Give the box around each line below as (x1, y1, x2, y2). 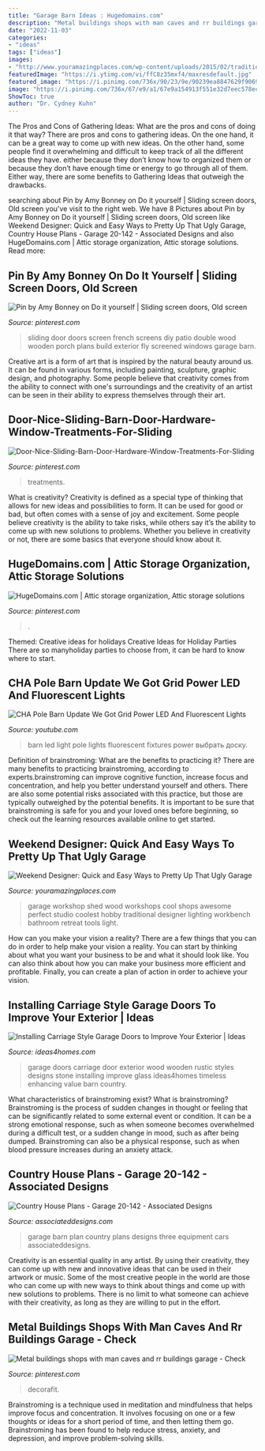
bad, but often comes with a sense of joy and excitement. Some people (8, 509, 240, 519)
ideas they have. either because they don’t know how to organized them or (8, 155, 252, 164)
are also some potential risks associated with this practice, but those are (8, 789, 243, 799)
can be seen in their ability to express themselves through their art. (8, 390, 226, 399)
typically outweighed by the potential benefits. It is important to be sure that (8, 798, 255, 807)
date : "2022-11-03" (8, 26, 73, 34)
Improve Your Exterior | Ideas (8, 1011, 155, 1024)
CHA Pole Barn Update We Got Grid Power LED (8, 676, 241, 690)
